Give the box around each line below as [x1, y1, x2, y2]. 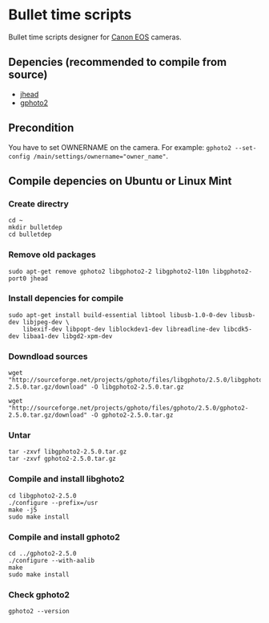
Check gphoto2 [8, 588, 70, 600]
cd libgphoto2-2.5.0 [8, 491, 78, 499]
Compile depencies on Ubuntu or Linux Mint [8, 174, 232, 188]
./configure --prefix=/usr [8, 499, 98, 507]
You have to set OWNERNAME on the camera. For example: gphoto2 [8, 142, 232, 152]
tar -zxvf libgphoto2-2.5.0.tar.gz [8, 448, 127, 456]
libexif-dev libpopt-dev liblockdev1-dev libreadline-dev [22, 325, 220, 333]
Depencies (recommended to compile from [8, 55, 227, 69]
